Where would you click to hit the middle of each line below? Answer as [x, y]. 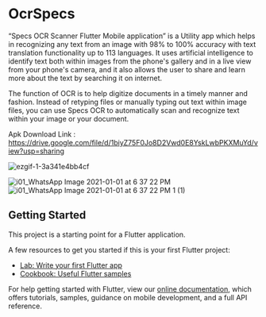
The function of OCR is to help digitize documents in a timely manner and [128, 93]
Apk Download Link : [42, 134]
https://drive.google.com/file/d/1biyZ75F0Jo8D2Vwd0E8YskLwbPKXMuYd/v [133, 142]
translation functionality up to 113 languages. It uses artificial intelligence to [131, 52]
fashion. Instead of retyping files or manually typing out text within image [128, 102]
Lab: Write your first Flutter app [71, 265]
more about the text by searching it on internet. [85, 78]
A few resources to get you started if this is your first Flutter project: [119, 249]
